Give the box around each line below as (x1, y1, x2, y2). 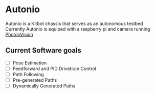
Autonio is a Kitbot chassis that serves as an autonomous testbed (5, 20, 143, 27)
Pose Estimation (12, 60, 47, 66)
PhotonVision (5, 31, 33, 37)
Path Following (12, 71, 45, 77)
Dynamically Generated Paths (12, 83, 76, 89)
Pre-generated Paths (12, 77, 57, 83)
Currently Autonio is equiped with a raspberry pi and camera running (5, 26, 150, 32)
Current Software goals (5, 46, 82, 55)
